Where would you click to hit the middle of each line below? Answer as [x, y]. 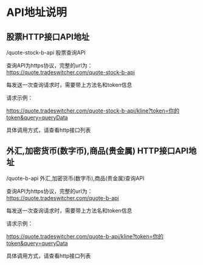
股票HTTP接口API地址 [48, 37]
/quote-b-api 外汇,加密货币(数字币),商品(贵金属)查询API [75, 178]
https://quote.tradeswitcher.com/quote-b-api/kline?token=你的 [85, 236]
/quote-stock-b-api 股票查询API [46, 53]
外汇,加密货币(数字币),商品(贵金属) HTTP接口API [98, 151]
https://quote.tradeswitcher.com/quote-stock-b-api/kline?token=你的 [93, 111]
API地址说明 [36, 12]
